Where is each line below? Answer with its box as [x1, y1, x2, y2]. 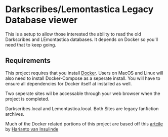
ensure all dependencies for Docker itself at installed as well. [5, 80, 132, 86]
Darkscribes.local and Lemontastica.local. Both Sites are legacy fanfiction [5, 105, 159, 112]
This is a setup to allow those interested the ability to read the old [5, 31, 142, 37]
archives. [5, 111, 24, 117]
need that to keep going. [5, 41, 57, 48]
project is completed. [5, 96, 50, 102]
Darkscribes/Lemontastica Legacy [5, 4, 154, 15]
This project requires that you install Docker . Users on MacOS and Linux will [5, 70, 163, 76]
